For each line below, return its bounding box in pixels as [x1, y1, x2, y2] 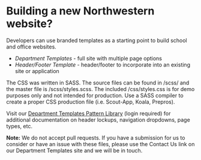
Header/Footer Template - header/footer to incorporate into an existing [14, 61, 191, 68]
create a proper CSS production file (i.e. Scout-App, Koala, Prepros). [6, 98, 175, 105]
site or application [14, 67, 60, 74]
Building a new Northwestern [6, 4, 155, 18]
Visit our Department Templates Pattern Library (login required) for [6, 110, 171, 117]
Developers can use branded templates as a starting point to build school [6, 37, 187, 44]
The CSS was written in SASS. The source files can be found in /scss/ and [6, 79, 190, 86]
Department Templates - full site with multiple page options [14, 55, 162, 62]
